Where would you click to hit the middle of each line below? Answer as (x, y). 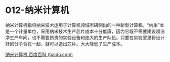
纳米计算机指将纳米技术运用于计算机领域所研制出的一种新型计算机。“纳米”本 (85, 25)
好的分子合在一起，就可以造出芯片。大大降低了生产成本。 (65, 43)
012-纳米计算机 (37, 10)
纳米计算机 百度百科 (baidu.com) (39, 54)
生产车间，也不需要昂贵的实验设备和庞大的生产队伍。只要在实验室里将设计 (87, 37)
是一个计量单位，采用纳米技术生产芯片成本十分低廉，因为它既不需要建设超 (83, 31)
